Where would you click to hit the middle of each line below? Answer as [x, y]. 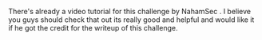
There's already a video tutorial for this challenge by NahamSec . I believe [130, 11]
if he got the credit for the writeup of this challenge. [93, 28]
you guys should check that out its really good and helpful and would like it [131, 20]
